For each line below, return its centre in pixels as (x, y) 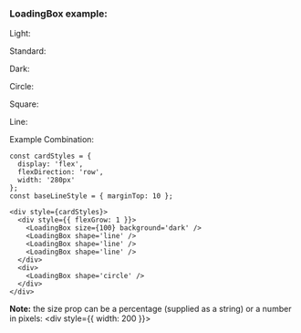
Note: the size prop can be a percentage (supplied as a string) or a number (150, 309)
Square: (24, 104)
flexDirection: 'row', (61, 172)
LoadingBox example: (58, 14)
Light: (20, 34)
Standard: (28, 51)
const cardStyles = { (51, 156)
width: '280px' (47, 181)
